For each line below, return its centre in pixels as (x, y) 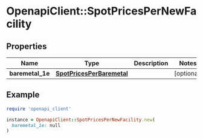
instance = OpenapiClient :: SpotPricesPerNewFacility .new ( (81, 120)
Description (151, 63)
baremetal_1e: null (36, 125)
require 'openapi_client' (39, 109)
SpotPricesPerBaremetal (92, 73)
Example (23, 95)
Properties (27, 46)
